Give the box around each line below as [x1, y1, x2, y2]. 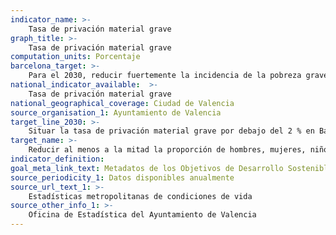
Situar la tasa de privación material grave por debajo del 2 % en [28, 126, 315, 136]
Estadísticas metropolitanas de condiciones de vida [28, 191, 253, 201]
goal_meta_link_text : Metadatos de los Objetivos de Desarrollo [10, 163, 284, 173]
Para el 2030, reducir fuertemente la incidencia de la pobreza [28, 71, 302, 81]
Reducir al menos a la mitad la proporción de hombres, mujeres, [28, 145, 307, 155]
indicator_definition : [10, 154, 105, 164]
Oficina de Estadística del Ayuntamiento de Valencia [28, 210, 257, 220]
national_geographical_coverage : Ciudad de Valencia [10, 98, 235, 108]
